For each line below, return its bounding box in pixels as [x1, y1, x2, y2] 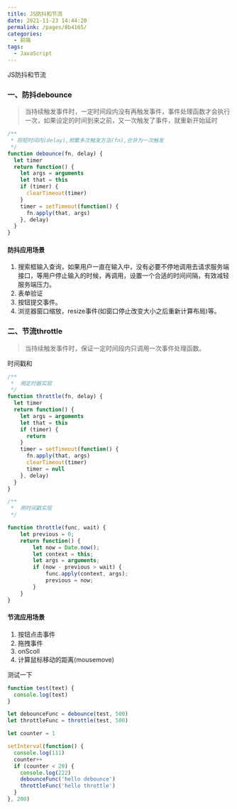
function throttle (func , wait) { [7, 524, 106, 532]
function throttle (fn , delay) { [7, 393, 103, 400]
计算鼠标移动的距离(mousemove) [17, 655, 115, 664]
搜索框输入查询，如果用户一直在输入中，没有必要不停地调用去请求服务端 [17, 263, 229, 271]
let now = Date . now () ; [33, 544, 100, 551]
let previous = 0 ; [20, 530, 75, 538]
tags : [7, 43, 23, 50]
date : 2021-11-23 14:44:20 [7, 17, 87, 24]
